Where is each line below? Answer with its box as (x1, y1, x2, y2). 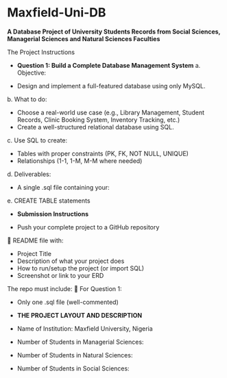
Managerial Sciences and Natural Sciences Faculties (7, 34, 160, 42)
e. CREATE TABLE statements (7, 197, 91, 205)
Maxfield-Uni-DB (7, 5, 106, 21)
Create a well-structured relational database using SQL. (16, 123, 175, 131)
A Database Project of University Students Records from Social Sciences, (7, 27, 221, 36)
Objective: (16, 68, 47, 77)
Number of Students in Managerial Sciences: (16, 338, 144, 346)
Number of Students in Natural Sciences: (16, 351, 133, 359)
